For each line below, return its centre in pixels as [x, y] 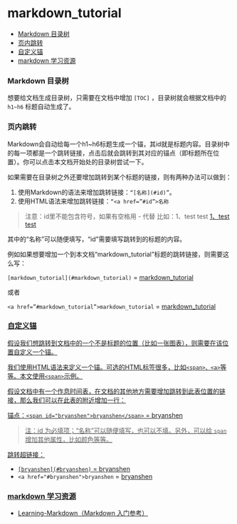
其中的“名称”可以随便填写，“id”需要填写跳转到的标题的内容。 [97, 239]
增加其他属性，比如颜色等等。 [68, 439]
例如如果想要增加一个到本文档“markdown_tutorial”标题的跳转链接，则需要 [115, 254]
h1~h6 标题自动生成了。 [41, 107]
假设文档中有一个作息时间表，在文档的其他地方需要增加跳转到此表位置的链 [116, 391]
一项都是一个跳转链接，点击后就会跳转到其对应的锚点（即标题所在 [116, 153]
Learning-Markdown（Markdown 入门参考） [83, 513]
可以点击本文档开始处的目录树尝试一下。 [88, 161]
